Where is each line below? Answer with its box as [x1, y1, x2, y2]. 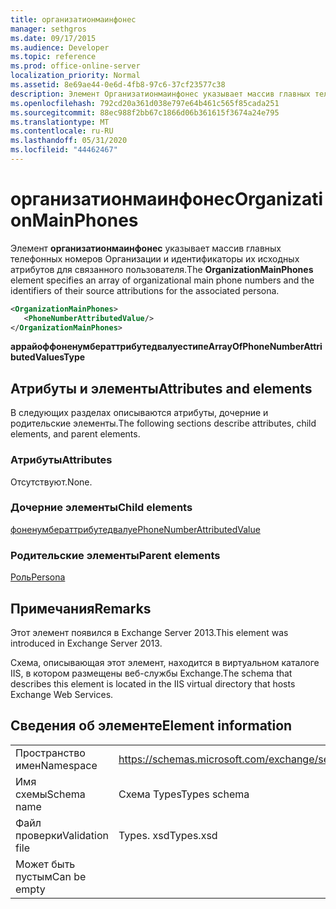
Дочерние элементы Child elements [10, 501, 193, 515]
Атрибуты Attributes [10, 453, 113, 467]
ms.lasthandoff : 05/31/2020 [10, 136, 128, 146]
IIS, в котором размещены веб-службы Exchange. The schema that [10, 667, 293, 679]
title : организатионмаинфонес [10, 14, 137, 25]
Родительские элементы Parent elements [10, 548, 221, 562]
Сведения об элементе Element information [10, 717, 293, 735]
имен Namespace [15, 758, 98, 772]
